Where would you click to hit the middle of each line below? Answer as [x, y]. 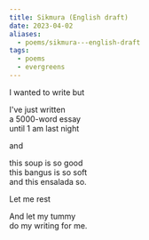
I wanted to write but [47, 92]
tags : [19, 51]
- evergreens [41, 68]
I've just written [37, 109]
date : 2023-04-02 [41, 26]
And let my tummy [43, 216]
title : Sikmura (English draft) [69, 17]
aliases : [25, 34]
